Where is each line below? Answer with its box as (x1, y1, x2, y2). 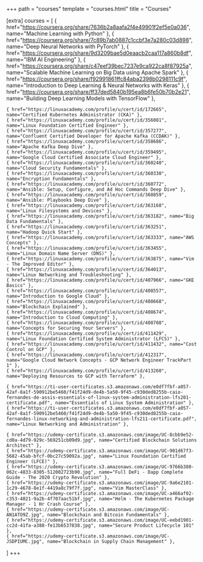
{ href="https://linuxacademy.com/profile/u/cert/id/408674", (6, 309, 167, 315)
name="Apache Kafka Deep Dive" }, (6, 144, 94, 150)
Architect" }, (6, 443, 43, 449)
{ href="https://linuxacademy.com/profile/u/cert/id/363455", (6, 245, 167, 251)
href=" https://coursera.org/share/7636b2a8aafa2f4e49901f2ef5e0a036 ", (6, 24, 191, 30)
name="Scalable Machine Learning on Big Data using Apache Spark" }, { (6, 69, 188, 76)
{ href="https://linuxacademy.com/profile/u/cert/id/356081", (6, 117, 167, 123)
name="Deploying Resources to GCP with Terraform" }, (6, 373, 146, 379)
